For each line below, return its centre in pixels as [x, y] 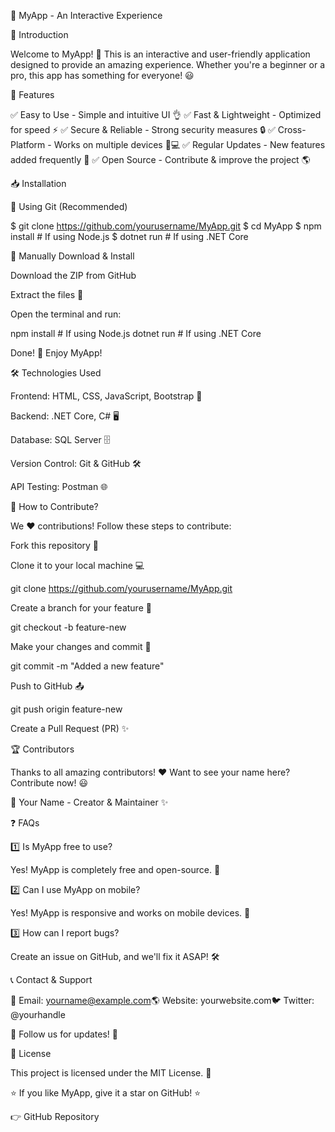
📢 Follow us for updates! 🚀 [64, 1034]
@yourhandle [38, 1014]
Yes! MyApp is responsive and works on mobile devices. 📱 [130, 913]
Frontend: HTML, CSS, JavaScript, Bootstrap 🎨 [106, 396]
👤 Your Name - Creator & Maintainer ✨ [89, 802]
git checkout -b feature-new [68, 627]
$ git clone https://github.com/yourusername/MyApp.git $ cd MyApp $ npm [166, 226]
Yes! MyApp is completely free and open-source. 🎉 [115, 869]
